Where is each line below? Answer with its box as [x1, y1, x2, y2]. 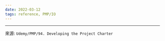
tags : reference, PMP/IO [5, 12, 56, 17]
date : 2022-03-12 [5, 7, 41, 12]
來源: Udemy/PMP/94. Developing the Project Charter [5, 30, 113, 36]
